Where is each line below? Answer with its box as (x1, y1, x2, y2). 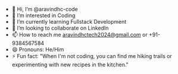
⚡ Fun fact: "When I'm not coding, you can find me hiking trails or (11, 53, 173, 59)
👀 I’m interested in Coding (11, 12, 76, 19)
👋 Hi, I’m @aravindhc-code (11, 6, 79, 12)
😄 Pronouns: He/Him (11, 46, 64, 53)
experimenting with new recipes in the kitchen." (11, 61, 129, 68)
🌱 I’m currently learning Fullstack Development (11, 18, 127, 25)
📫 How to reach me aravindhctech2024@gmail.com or (11, 31, 148, 38)
